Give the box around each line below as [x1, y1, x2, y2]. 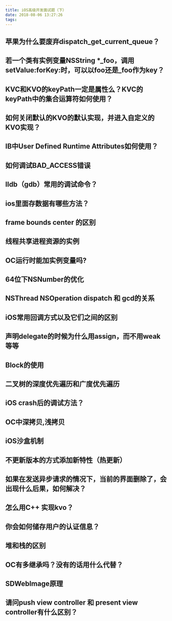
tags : [5, 17, 17, 22]
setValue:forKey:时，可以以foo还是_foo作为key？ [5, 66, 165, 75]
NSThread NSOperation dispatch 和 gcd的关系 [5, 294, 155, 303]
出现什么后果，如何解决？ [5, 484, 86, 493]
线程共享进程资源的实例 [5, 237, 79, 246]
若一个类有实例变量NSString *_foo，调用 [5, 56, 135, 65]
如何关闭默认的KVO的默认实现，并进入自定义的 [5, 113, 155, 122]
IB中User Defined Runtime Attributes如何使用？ [5, 142, 159, 151]
